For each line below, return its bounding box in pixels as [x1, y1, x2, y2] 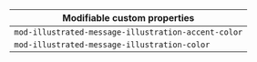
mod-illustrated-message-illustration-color [14, 40, 211, 49]
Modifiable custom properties [62, 12, 195, 24]
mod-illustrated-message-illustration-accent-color [14, 27, 243, 37]
